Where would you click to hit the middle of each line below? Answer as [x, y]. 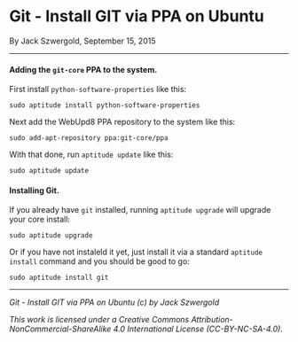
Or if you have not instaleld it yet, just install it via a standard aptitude [136, 252]
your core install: [40, 220]
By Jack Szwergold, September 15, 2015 [82, 41]
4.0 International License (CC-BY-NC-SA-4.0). [198, 329]
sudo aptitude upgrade [51, 236]
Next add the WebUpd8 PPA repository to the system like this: [122, 122]
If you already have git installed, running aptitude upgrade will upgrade [140, 210]
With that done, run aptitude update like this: [91, 155]
